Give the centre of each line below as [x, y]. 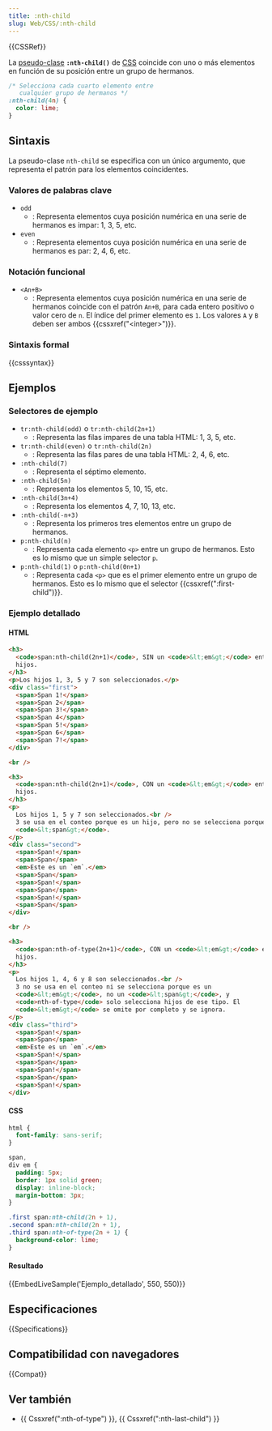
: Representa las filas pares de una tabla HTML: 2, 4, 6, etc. [131, 455]
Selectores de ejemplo [53, 411]
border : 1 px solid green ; [59, 1180]
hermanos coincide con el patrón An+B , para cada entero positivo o [143, 307]
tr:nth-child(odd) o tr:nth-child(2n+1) [88, 429]
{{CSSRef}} [28, 46]
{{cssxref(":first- [207, 583]
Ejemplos [32, 388]
